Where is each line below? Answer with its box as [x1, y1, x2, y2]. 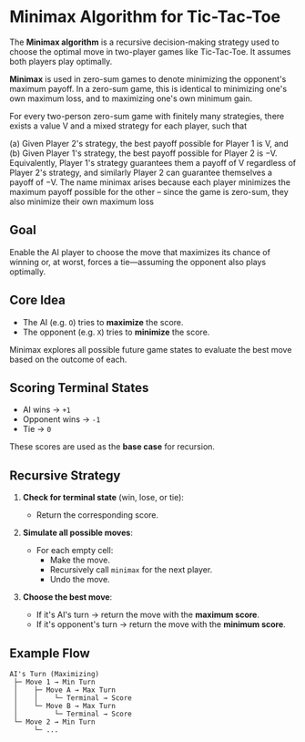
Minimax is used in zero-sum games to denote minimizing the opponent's [9, 73, 287, 84]
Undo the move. [49, 574, 111, 585]
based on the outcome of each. [9, 354, 127, 365]
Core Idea [9, 293, 66, 308]
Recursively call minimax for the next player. [49, 564, 213, 575]
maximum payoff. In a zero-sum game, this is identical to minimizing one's [9, 83, 288, 94]
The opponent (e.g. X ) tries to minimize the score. [22, 326, 210, 337]
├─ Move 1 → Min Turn [13, 677, 96, 686]
